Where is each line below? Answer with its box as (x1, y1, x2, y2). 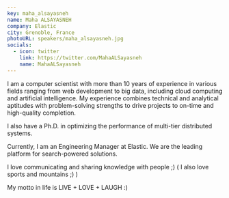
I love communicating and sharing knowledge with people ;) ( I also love (7, 162, 209, 171)
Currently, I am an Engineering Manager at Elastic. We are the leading (7, 142, 203, 150)
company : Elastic (7, 23, 57, 29)
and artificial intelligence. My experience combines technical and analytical (7, 94, 219, 102)
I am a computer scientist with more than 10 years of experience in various (7, 79, 217, 87)
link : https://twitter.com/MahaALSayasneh (19, 55, 142, 61)
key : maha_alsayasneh (7, 10, 69, 17)
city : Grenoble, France (7, 29, 75, 36)
